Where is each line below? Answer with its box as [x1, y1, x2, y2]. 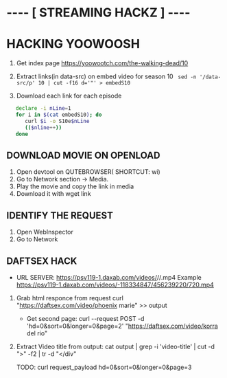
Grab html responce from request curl [16, 293, 124, 302]
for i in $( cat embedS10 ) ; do [15, 111, 102, 118]
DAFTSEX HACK [6, 255, 77, 267]
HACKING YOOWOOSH [6, 36, 140, 52]
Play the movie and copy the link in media [16, 182, 134, 190]
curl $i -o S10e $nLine [24, 118, 90, 124]
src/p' [16, 80, 36, 87]
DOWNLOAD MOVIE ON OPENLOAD [6, 149, 160, 161]
